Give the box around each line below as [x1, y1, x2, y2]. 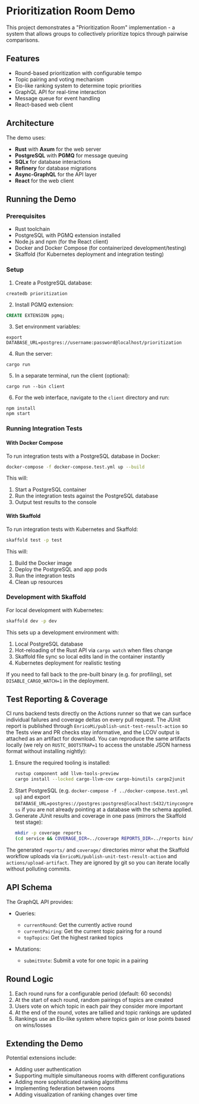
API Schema [6, 882, 52, 893]
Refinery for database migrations [14, 165, 97, 172]
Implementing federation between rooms [14, 1085, 115, 1092]
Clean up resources [14, 578, 64, 586]
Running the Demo [6, 194, 77, 204]
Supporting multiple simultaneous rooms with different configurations [14, 1072, 185, 1079]
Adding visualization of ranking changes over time [14, 1091, 138, 1098]
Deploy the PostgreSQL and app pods [14, 565, 108, 572]
